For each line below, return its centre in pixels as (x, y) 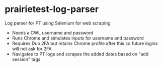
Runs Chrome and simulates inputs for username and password (78, 38)
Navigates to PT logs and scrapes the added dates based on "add (80, 54)
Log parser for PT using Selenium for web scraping (58, 23)
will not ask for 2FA (32, 48)
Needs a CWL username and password (53, 32)
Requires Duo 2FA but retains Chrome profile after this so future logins (85, 43)
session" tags (26, 59)
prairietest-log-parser (52, 9)
